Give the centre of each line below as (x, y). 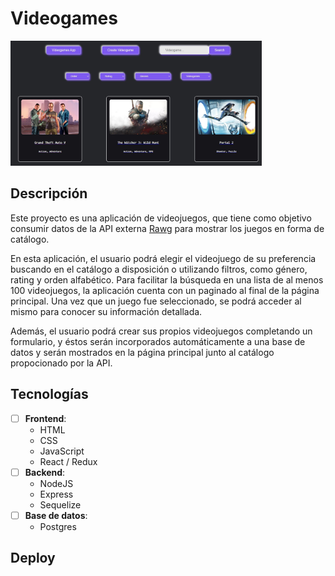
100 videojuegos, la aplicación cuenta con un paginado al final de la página (165, 290)
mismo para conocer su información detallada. (106, 311)
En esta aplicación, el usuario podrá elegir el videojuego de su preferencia (163, 258)
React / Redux (68, 461)
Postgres (58, 526)
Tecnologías (49, 394)
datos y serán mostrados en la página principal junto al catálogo (142, 352)
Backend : (45, 472)
